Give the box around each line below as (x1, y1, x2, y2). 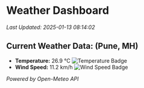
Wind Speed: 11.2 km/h (14, 63, 74, 71)
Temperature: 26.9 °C (14, 57, 70, 64)
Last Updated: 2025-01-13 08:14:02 (6, 24, 95, 31)
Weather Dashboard (6, 4, 110, 17)
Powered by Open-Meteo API (6, 75, 80, 82)
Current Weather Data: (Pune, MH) (6, 41, 139, 51)
